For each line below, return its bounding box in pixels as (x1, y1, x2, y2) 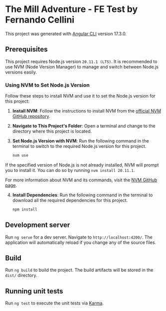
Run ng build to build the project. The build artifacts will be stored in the (5, 267, 154, 273)
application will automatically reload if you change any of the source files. (5, 239, 156, 245)
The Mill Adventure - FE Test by (5, 3, 138, 15)
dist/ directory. (5, 272, 37, 278)
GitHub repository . (12, 113, 50, 119)
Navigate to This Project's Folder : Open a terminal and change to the (12, 123, 156, 129)
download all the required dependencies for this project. (12, 197, 128, 203)
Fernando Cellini (5, 14, 75, 25)
